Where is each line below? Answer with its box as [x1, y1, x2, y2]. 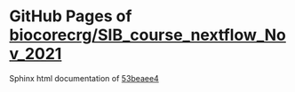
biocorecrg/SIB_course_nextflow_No [9, 25, 287, 45]
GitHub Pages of [9, 6, 132, 27]
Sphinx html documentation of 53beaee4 [9, 73, 160, 83]
